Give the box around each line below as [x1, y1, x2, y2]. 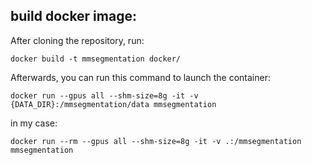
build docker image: [10, 8, 137, 25]
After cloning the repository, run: [10, 34, 145, 46]
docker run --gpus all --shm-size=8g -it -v [10, 90, 199, 101]
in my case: [10, 117, 58, 129]
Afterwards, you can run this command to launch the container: [10, 71, 272, 83]
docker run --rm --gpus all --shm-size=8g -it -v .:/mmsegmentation [10, 136, 302, 146]
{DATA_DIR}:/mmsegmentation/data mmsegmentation [10, 99, 217, 109]
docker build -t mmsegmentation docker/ [10, 54, 182, 64]
